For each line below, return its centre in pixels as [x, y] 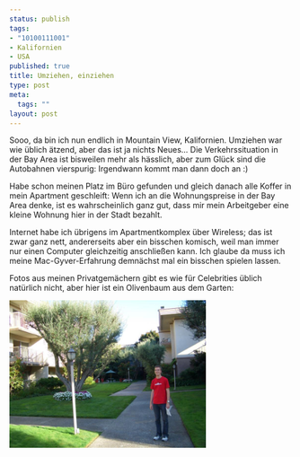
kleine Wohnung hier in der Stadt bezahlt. [86, 215]
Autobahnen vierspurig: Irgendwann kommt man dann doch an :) [129, 169]
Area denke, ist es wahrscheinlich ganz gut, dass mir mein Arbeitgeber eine [149, 206]
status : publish [40, 19]
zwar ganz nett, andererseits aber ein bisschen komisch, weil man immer [145, 242]
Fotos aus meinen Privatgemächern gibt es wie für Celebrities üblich [136, 278]
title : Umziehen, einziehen [62, 76]
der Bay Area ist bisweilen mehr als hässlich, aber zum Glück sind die [138, 159]
